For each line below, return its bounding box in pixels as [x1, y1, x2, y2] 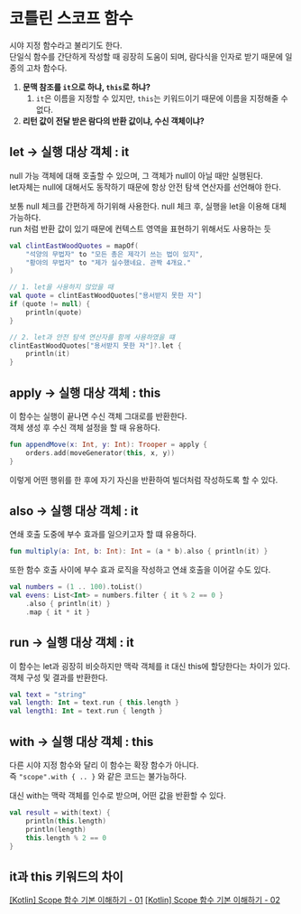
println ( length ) [25, 825, 87, 834]
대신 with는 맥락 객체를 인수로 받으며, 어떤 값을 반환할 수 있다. [9, 790, 227, 800]
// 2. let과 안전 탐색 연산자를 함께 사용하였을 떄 [9, 332, 176, 341]
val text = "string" [9, 690, 87, 699]
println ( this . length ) [25, 816, 106, 825]
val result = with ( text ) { [9, 808, 111, 817]
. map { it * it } [25, 607, 91, 617]
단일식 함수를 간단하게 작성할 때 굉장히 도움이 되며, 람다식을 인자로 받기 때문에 [9, 51, 284, 61]
